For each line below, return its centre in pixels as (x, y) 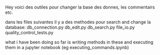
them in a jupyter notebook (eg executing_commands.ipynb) (67, 47)
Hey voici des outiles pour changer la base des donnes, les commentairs (80, 7)
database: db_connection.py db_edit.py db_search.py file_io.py (70, 27)
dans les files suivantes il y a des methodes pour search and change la (78, 22)
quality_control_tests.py (29, 32)
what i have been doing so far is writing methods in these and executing (79, 42)
